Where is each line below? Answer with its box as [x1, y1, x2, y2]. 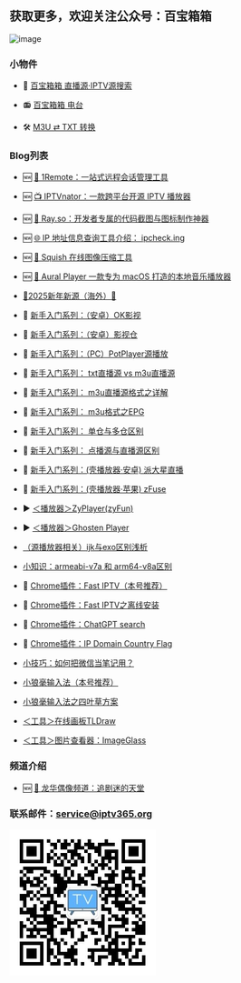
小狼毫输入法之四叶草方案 [22, 697, 119, 707]
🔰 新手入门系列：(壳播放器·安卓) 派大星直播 [22, 465, 184, 476]
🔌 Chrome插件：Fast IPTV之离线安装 [22, 599, 160, 611]
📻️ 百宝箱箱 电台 [22, 99, 83, 111]
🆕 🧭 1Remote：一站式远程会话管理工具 [22, 172, 169, 183]
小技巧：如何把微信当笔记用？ [22, 657, 134, 668]
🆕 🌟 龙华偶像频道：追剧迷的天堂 [22, 782, 145, 793]
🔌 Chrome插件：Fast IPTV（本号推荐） [22, 580, 168, 591]
